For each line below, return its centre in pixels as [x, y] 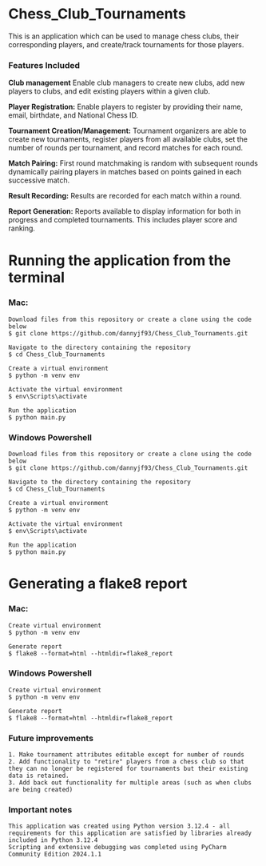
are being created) [41, 790]
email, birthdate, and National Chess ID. [73, 115]
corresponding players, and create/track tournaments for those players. [126, 44]
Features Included [44, 65]
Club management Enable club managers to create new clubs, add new [127, 83]
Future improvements [51, 738]
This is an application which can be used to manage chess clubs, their [124, 36]
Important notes [40, 810]
